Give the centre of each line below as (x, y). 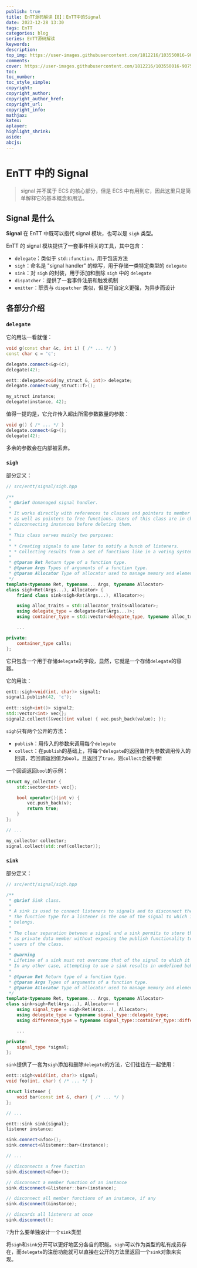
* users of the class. (36, 944)
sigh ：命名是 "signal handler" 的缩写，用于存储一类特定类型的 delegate (101, 266)
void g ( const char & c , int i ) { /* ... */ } (61, 349)
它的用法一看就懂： (29, 337)
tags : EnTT (19, 28)
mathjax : (17, 115)
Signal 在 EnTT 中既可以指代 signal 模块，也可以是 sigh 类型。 (81, 234)
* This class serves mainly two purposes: (61, 535)
